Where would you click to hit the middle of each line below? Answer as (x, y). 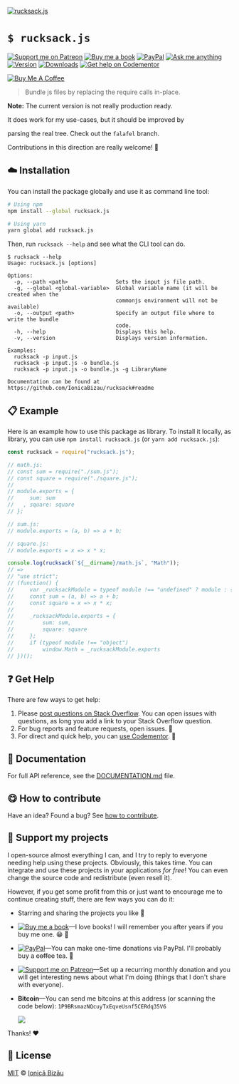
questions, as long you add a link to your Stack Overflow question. (115, 721)
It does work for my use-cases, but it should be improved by (96, 119)
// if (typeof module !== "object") (68, 642)
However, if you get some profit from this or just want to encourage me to (115, 892)
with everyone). (41, 984)
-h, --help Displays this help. (95, 332)
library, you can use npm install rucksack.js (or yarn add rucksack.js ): (113, 439)
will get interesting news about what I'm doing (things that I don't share (122, 977)
